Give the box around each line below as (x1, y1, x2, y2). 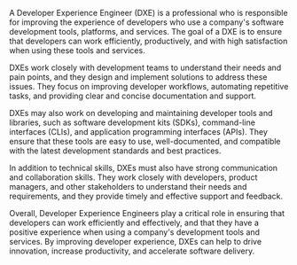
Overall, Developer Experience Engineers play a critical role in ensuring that (9, 208, 285, 218)
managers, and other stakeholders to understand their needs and (9, 182, 247, 191)
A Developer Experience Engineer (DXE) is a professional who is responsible (9, 8, 288, 18)
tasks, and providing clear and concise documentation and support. (9, 90, 257, 101)
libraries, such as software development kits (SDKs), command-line (9, 117, 255, 128)
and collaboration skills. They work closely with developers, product (9, 172, 258, 183)
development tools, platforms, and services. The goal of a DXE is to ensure (9, 27, 282, 36)
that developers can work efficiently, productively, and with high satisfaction (9, 35, 288, 46)
